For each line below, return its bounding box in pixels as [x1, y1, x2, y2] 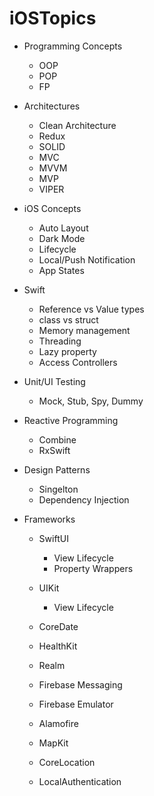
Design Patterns [23, 463, 91, 476]
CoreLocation [38, 756, 96, 768]
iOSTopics [9, 7, 97, 30]
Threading [38, 335, 82, 347]
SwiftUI [38, 532, 69, 544]
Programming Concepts [23, 40, 123, 52]
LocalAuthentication [38, 775, 122, 787]
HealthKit [38, 640, 78, 652]
